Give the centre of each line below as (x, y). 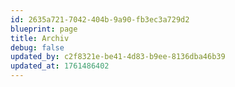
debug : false (37, 47)
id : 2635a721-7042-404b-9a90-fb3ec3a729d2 (100, 19)
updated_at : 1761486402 (60, 66)
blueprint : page (44, 29)
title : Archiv (40, 38)
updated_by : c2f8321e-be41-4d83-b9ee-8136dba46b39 (118, 57)
